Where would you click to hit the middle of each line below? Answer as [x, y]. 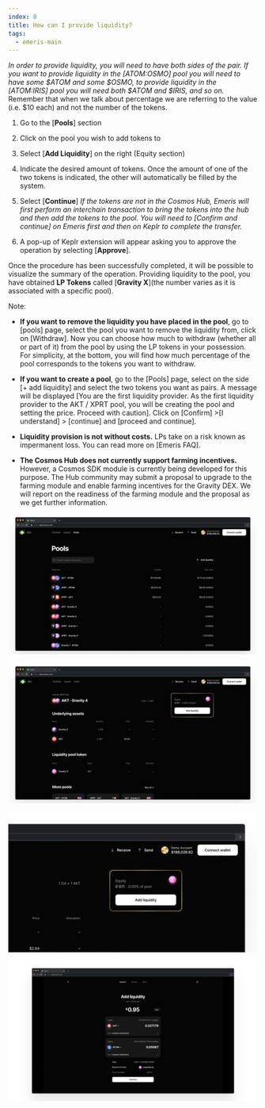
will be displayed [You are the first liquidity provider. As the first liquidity [137, 396]
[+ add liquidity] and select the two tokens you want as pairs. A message [138, 388]
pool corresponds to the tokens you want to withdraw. [108, 364]
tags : [17, 33]
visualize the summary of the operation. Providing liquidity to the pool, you [129, 274]
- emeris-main [38, 42]
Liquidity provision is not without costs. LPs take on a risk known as [132, 437]
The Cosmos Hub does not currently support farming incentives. [128, 461]
